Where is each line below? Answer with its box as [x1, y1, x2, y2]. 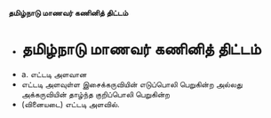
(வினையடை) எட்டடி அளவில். [20, 98, 121, 109]
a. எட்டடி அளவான [20, 68, 87, 79]
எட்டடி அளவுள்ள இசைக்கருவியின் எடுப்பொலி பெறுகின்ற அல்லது [20, 79, 243, 90]
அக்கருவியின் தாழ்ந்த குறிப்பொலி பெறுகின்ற [20, 89, 171, 99]
